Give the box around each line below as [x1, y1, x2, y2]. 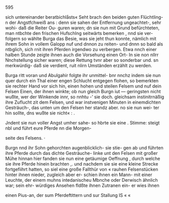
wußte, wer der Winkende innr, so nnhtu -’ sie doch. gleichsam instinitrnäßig [5, 94, 164, 100]
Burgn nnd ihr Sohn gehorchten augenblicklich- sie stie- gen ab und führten [5, 145, 163, 151]
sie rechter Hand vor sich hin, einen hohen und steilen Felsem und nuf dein [5, 83, 162, 89]
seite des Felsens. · [5, 135, 46, 141]
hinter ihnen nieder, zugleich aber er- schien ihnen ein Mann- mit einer [5, 172, 153, 178]
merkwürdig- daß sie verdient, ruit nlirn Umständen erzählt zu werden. [5, 63, 152, 68]
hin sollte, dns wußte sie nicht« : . [5, 110, 75, 116]
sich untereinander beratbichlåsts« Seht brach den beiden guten [5, 14, 140, 20]
